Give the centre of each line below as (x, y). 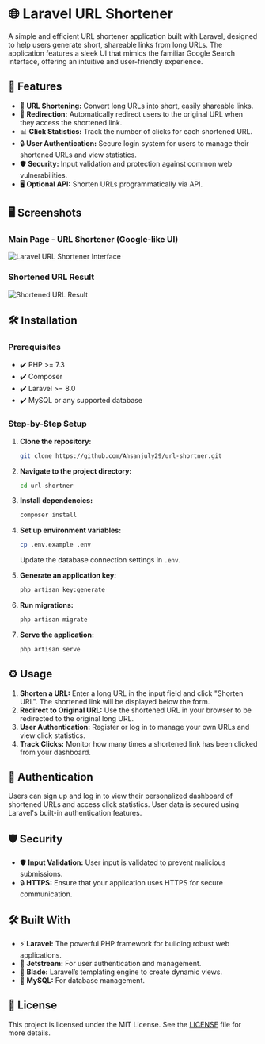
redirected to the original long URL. (77, 718)
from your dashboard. (55, 752)
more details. (30, 1033)
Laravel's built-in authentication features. (75, 813)
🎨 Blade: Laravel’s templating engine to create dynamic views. (121, 972)
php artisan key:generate (62, 590)
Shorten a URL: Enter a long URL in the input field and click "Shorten (131, 693)
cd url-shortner (46, 486)
